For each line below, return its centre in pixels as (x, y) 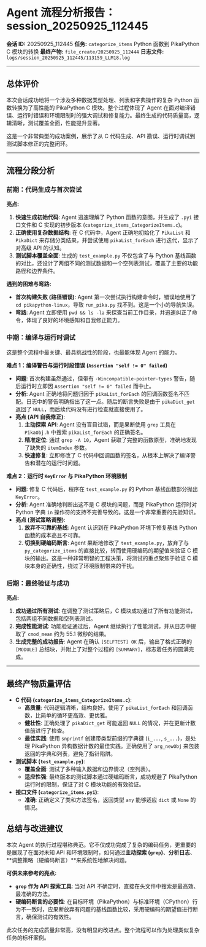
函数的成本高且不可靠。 (54, 535)
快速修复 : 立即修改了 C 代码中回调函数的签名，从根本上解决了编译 (107, 455)
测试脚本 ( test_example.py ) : (50, 761)
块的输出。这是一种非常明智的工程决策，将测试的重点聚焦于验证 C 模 (111, 558)
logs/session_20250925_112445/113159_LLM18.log (68, 58)
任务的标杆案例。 (28, 937)
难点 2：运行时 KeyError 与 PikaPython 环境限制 (67, 476)
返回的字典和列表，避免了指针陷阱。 (70, 753)
